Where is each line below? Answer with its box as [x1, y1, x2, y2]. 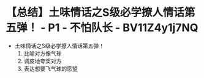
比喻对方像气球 [23, 49, 62, 57]
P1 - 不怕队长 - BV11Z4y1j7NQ [48, 21, 198, 35]
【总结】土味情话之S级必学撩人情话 [6, 5, 185, 19]
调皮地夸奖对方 [23, 57, 62, 65]
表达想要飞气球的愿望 [23, 65, 78, 72]
